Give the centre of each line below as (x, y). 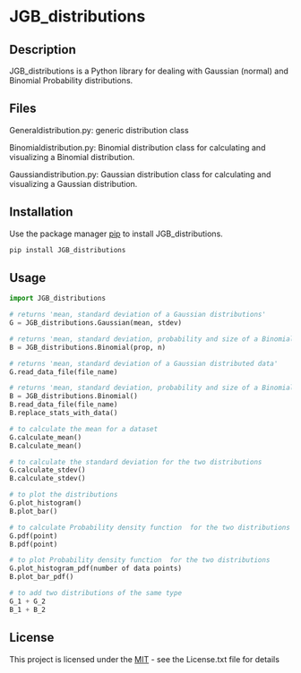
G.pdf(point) (34, 536)
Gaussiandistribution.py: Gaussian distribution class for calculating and (140, 174)
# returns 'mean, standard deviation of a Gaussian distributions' (138, 315)
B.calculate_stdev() (48, 479)
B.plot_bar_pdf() (42, 577)
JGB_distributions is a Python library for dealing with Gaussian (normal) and (149, 71)
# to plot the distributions (64, 495)
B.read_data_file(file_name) (64, 405)
